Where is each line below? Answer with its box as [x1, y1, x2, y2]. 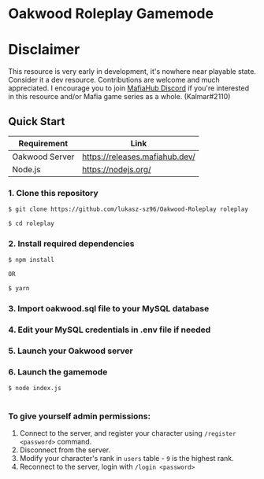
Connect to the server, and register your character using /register [19, 429, 236, 438]
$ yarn [8, 285, 30, 293]
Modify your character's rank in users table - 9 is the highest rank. [19, 454, 234, 463]
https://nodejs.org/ [81, 164, 151, 175]
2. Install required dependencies [8, 238, 136, 249]
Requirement [18, 138, 69, 149]
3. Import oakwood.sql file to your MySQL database [8, 303, 210, 314]
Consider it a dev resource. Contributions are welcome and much [8, 76, 221, 85]
